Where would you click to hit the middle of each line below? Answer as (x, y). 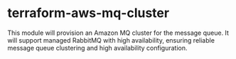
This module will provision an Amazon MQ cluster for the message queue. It (118, 33)
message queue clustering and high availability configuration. (97, 48)
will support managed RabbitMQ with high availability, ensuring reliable (111, 40)
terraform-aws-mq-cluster (88, 13)
